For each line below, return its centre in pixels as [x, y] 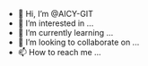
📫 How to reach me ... [59, 52]
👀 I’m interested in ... [56, 23]
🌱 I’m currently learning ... [65, 33]
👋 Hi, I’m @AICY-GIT [56, 14]
